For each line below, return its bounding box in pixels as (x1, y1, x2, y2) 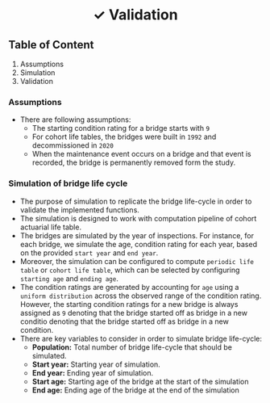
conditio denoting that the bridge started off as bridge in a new (19, 317, 230, 326)
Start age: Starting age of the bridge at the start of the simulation (31, 376, 249, 386)
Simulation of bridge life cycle (8, 178, 128, 189)
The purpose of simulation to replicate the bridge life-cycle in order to (19, 196, 252, 206)
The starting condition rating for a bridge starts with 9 (31, 124, 210, 133)
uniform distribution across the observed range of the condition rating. (19, 291, 262, 300)
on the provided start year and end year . (19, 248, 159, 258)
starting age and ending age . (19, 273, 118, 283)
